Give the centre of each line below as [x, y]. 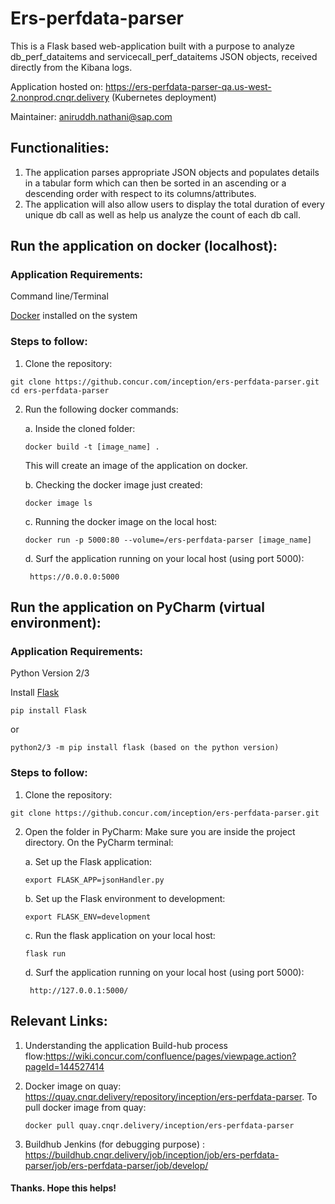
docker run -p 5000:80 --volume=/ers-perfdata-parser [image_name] [168, 540]
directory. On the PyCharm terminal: [99, 842]
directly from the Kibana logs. [71, 67]
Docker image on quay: [73, 1086]
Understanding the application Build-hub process [126, 1045]
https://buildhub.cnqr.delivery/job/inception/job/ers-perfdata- [152, 1154]
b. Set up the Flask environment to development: [125, 898]
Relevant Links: [59, 1021]
